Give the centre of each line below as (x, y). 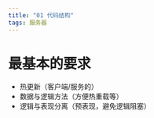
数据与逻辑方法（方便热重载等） (71, 97)
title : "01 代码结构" (41, 15)
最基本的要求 (50, 64)
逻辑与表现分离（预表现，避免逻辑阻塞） (85, 106)
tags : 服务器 (27, 23)
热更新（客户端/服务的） (59, 87)
